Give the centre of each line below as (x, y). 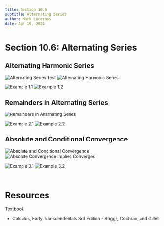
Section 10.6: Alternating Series (71, 48)
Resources (27, 195)
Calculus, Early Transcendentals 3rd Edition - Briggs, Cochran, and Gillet (85, 218)
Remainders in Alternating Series (57, 102)
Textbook (15, 209)
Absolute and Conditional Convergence (67, 139)
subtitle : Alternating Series (36, 14)
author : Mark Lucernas (28, 19)
